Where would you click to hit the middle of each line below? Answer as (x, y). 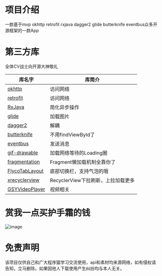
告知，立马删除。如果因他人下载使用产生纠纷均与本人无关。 (65, 268)
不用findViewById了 (72, 134)
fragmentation (24, 162)
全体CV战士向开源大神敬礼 (32, 66)
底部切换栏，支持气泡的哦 (79, 171)
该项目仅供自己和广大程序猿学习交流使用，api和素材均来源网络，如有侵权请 (81, 262)
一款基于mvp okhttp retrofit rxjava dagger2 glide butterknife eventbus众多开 (81, 24)
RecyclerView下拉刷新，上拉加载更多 (92, 180)
